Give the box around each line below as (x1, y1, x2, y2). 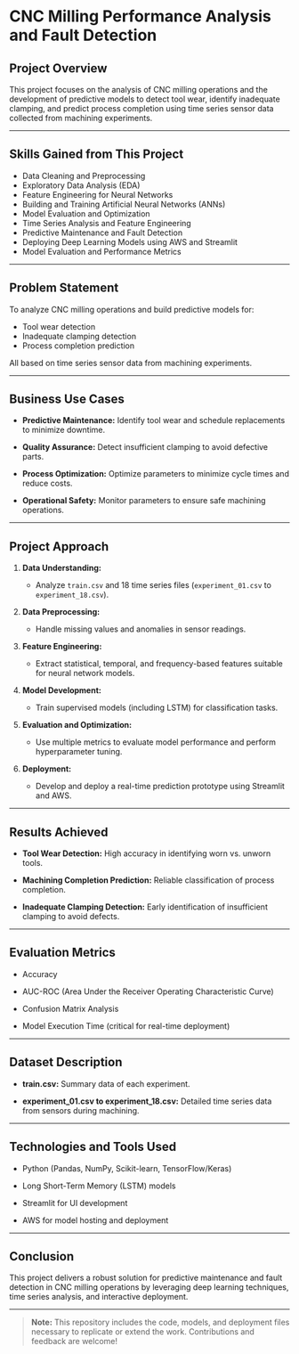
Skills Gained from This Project (9, 147, 184, 162)
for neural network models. (35, 668, 135, 679)
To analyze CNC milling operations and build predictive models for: (9, 304, 255, 314)
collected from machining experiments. (9, 113, 153, 123)
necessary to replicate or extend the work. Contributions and (30, 1326, 255, 1337)
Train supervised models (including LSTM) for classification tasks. (35, 702, 279, 714)
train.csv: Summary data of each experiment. (21, 1078, 190, 1089)
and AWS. (35, 790, 72, 801)
